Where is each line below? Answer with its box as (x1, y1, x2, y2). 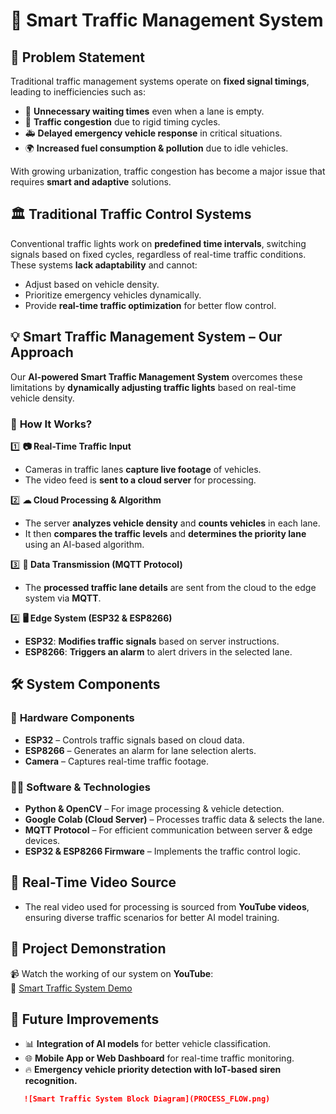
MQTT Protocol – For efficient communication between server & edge (24, 824, 313, 836)
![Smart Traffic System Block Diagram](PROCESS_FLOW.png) (23, 1094, 271, 1104)
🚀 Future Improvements (10, 1010, 160, 1028)
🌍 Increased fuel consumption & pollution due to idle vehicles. (24, 142, 289, 154)
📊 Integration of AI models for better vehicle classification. (24, 1038, 272, 1050)
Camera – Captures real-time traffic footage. (24, 755, 210, 767)
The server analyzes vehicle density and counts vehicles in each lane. (24, 517, 321, 529)
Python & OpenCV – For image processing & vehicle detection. (24, 802, 285, 814)
